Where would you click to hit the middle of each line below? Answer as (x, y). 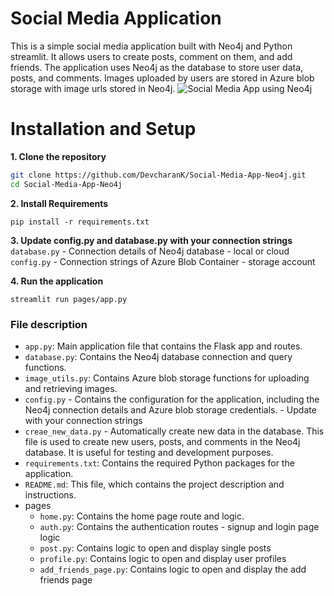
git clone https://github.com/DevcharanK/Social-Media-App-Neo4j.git (158, 175)
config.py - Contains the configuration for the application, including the (172, 399)
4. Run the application (57, 281)
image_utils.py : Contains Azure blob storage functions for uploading (167, 378)
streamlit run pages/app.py (69, 299)
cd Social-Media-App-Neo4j (66, 184)
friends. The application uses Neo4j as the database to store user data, (157, 67)
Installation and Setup (103, 129)
